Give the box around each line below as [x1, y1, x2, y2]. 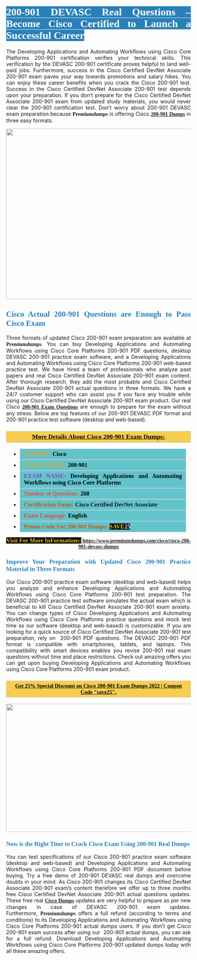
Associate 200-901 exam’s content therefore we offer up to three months [6, 884, 191, 891]
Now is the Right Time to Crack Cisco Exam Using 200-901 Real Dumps [6, 840, 191, 847]
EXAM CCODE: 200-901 [23, 462, 88, 469]
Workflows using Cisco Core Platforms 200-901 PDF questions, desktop [6, 347, 191, 354]
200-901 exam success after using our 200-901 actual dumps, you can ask [6, 928, 191, 935]
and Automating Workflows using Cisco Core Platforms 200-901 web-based [6, 359, 191, 367]
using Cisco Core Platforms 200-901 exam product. [6, 666, 131, 673]
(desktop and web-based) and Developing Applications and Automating [6, 859, 191, 866]
